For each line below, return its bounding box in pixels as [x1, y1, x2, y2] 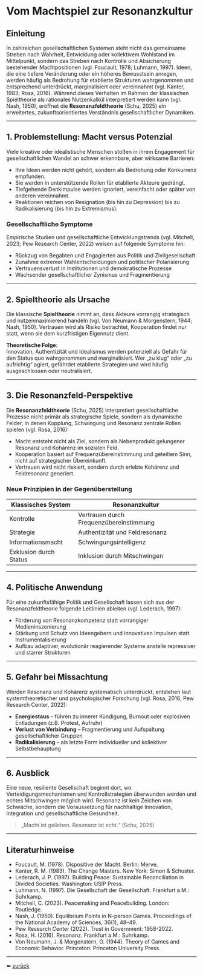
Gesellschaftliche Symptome [6, 220, 93, 228]
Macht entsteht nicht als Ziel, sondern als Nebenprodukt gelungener [14, 437, 185, 445]
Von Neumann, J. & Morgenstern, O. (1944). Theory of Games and [14, 938, 180, 945]
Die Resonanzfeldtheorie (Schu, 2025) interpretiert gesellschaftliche [6, 406, 178, 414]
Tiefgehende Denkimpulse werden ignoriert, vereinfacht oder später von [14, 185, 196, 193]
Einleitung [6, 28, 45, 39]
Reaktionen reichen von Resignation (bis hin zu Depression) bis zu [14, 198, 180, 205]
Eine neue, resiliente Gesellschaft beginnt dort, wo [6, 784, 132, 792]
